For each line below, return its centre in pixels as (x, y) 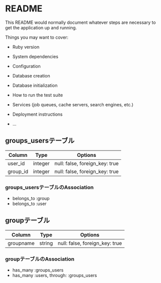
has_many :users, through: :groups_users (55, 276)
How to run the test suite (38, 95)
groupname (21, 243)
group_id (18, 171)
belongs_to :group (31, 199)
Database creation (31, 75)
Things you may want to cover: (37, 37)
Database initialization (35, 85)
